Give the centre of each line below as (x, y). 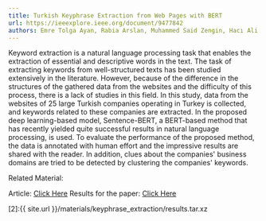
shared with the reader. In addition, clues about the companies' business (127, 154)
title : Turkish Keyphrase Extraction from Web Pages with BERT (115, 16)
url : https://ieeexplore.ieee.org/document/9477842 (96, 23)
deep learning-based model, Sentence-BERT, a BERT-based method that (128, 121)
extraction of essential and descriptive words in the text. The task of (120, 61)
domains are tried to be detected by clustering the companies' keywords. (128, 163)
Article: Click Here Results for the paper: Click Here (92, 194)
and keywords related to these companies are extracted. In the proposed (128, 112)
